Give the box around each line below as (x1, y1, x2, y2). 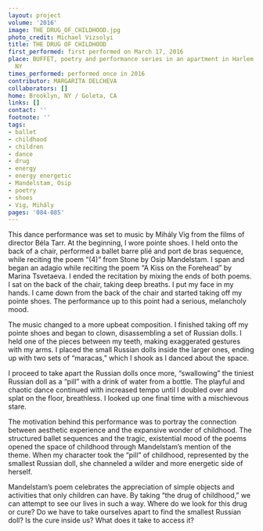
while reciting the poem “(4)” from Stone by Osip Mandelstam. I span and (8, 255, 245, 264)
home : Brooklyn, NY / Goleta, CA (8, 92, 117, 100)
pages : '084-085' (8, 209, 65, 216)
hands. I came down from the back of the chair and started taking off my (8, 288, 243, 298)
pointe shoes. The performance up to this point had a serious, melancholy (8, 296, 247, 306)
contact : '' (8, 107, 47, 115)
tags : (8, 121, 26, 129)
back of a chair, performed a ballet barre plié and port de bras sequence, (8, 246, 244, 256)
